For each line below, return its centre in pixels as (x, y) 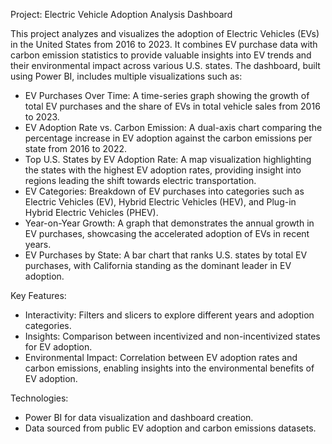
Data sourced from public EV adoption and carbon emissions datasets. (170, 428)
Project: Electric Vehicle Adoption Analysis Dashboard (121, 14)
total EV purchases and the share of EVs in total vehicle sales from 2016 (172, 106)
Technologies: (39, 398)
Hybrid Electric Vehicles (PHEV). (91, 212)
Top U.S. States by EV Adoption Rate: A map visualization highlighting (168, 159)
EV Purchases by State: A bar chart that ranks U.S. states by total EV (166, 255)
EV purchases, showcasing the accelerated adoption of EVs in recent (167, 233)
